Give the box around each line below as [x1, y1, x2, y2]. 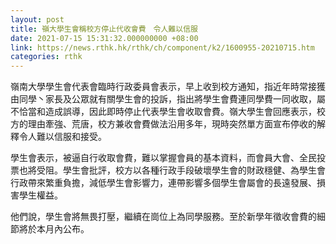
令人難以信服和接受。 [18, 131, 107, 143]
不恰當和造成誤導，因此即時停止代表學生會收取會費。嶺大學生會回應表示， [10, 106, 317, 118]
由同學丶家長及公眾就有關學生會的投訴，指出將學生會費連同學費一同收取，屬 [10, 93, 326, 105]
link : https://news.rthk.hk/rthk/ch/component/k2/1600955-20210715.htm [10, 42, 315, 53]
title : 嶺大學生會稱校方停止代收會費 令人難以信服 [10, 24, 198, 34]
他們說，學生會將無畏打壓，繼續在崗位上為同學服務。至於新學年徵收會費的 [10, 211, 317, 223]
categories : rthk [10, 52, 83, 62]
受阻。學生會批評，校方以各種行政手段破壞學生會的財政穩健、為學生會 [36, 164, 326, 176]
